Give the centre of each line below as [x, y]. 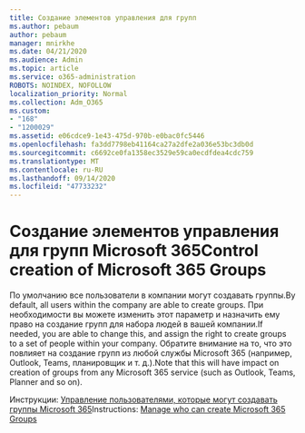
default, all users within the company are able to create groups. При [137, 305]
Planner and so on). [46, 382]
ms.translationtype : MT [54, 161]
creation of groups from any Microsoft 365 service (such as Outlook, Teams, [152, 372]
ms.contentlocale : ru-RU [56, 170]
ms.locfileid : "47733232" [58, 187]
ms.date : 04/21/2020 [49, 52]
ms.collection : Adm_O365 [56, 102]
